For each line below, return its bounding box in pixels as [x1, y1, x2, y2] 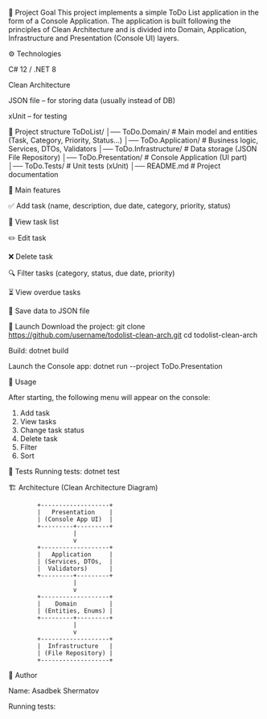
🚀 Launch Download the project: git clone [8, 322, 146, 331]
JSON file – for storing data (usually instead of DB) [8, 96, 175, 105]
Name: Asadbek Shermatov [8, 686, 100, 696]
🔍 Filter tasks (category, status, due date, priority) [8, 268, 175, 278]
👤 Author [8, 671, 38, 680]
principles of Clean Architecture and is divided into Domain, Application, [8, 25, 247, 34]
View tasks [19, 417, 57, 426]
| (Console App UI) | [37, 515, 113, 523]
